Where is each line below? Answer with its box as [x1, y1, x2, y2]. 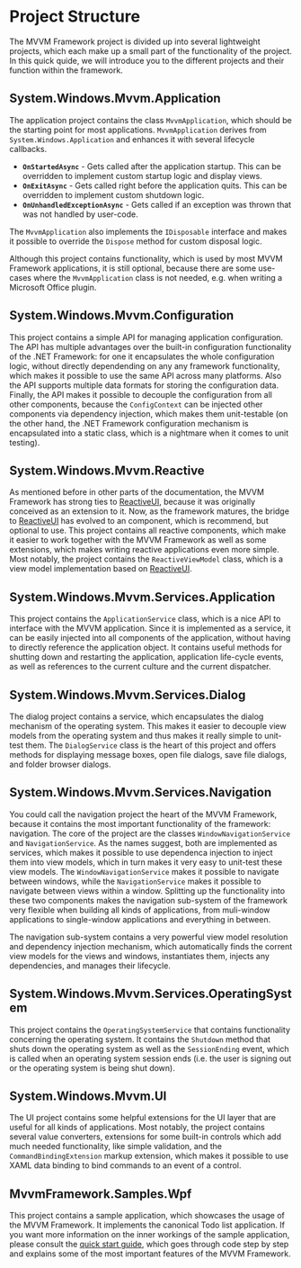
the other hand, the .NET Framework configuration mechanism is [9, 418, 249, 428]
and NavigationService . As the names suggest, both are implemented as [9, 837, 278, 848]
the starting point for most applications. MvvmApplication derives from [9, 124, 267, 135]
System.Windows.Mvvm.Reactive [9, 463, 205, 478]
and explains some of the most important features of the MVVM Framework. [9, 1248, 292, 1259]
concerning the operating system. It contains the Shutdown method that [9, 1033, 271, 1045]
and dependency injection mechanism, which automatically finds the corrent [9, 940, 293, 951]
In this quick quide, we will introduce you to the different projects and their [9, 55, 285, 66]
